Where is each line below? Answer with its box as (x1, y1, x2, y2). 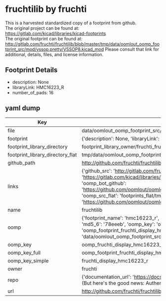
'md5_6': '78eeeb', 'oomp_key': (81, 221, 156, 228)
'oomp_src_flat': (81, 192, 119, 199)
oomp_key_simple (7, 257, 49, 264)
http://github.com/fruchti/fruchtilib (81, 288, 162, 295)
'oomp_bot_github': (81, 180, 126, 186)
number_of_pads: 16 (12, 89, 54, 95)
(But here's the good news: (81, 279, 145, 286)
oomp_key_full (7, 249, 41, 256)
